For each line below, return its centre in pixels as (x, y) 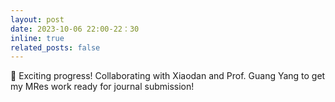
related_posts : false (55, 47)
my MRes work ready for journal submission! (102, 87)
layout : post (37, 19)
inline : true (37, 38)
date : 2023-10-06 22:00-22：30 (75, 29)
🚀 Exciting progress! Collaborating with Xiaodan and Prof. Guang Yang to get (168, 76)
